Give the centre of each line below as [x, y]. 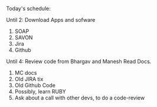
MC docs [26, 73]
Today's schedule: [29, 9]
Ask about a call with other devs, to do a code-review [80, 98]
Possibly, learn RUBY [40, 91]
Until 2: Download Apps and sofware [51, 20]
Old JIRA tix [29, 79]
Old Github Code [35, 85]
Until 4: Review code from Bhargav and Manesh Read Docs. [79, 61]
